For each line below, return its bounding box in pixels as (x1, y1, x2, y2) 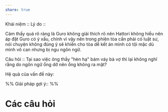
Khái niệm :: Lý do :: (5, 21, 46, 27)
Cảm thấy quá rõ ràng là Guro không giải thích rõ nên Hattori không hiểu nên (5, 30, 163, 36)
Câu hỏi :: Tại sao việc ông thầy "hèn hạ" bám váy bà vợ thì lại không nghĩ (5, 56, 157, 62)
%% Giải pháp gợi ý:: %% (5, 81, 59, 87)
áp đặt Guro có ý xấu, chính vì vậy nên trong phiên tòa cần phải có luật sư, (5, 36, 159, 42)
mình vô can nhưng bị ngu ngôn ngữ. (5, 46, 82, 52)
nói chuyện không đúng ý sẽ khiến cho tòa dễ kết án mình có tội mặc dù (5, 41, 154, 47)
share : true (5, 7, 30, 12)
